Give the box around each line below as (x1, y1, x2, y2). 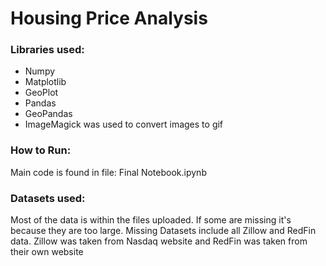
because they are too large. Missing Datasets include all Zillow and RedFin (10, 225, 317, 237)
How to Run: (10, 143, 72, 157)
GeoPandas (24, 108, 73, 120)
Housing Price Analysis (10, 7, 208, 30)
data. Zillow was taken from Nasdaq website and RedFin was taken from (10, 235, 308, 247)
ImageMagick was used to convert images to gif (24, 118, 224, 131)
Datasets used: (10, 191, 86, 205)
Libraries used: (10, 43, 85, 57)
